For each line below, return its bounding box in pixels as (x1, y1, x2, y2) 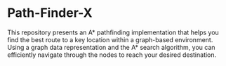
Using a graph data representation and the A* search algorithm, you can (7, 43, 215, 51)
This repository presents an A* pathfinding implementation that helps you (7, 28, 219, 37)
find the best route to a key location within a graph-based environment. (7, 35, 213, 44)
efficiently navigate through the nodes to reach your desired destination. (7, 51, 217, 59)
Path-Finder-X (7, 5, 93, 21)
